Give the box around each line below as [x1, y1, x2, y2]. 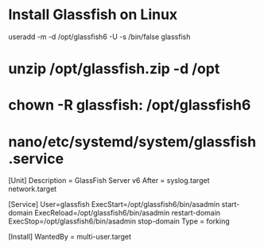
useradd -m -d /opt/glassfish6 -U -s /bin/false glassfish [8, 32, 191, 41]
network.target [8, 185, 57, 194]
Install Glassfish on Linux [8, 6, 178, 24]
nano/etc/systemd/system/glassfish [8, 133, 257, 150]
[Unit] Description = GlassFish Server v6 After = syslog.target [8, 176, 210, 185]
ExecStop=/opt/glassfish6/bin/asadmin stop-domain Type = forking [8, 216, 231, 226]
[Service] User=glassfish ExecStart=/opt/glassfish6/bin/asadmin [8, 200, 220, 209]
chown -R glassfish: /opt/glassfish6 [8, 96, 251, 115]
